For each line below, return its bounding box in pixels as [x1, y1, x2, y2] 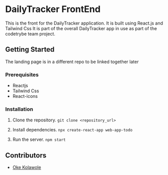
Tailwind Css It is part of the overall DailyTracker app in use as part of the [5, 25, 157, 31]
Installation [5, 105, 34, 112]
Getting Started [5, 45, 55, 54]
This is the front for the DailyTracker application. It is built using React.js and [5, 20, 163, 26]
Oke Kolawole [12, 164, 41, 170]
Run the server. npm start [12, 136, 66, 142]
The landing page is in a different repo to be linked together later [5, 59, 139, 65]
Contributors [5, 151, 47, 159]
